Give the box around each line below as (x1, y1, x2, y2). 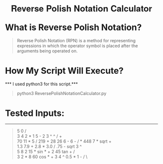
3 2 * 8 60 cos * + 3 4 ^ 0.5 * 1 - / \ (16, 154, 88, 160)
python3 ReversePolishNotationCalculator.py (16, 91, 107, 97)
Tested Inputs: (5, 108, 65, 118)
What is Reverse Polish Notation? (5, 22, 142, 33)
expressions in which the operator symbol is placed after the (16, 43, 138, 49)
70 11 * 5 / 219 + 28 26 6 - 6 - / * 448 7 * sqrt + (16, 138, 112, 144)
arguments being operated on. (16, 48, 78, 54)
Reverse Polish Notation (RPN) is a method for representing (16, 38, 136, 44)
